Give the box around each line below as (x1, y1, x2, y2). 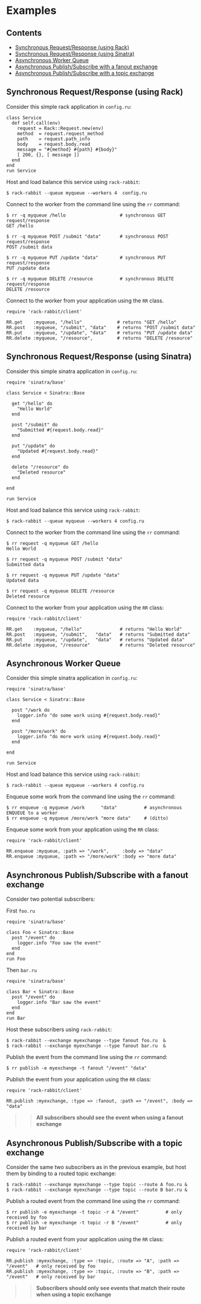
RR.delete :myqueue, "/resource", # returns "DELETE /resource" (6, 335, 193, 341)
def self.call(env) (11, 120, 61, 126)
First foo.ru (6, 907, 35, 914)
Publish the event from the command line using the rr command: (6, 1054, 168, 1061)
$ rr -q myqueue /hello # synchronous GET (6, 212, 166, 218)
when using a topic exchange (36, 1291, 112, 1298)
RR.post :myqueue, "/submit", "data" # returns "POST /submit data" (6, 324, 196, 330)
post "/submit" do (11, 422, 59, 428)
